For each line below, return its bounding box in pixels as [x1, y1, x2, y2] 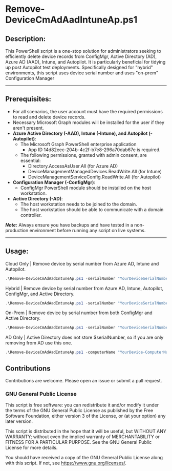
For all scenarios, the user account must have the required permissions [12, 108, 163, 114]
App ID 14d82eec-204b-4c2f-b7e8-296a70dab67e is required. [28, 147, 161, 153]
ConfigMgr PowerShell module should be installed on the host [20, 185, 152, 191]
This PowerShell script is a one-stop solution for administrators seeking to [5, 48, 161, 54]
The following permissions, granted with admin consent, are [20, 152, 147, 158]
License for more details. [5, 444, 58, 451]
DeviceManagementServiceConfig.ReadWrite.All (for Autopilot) [28, 174, 161, 180]
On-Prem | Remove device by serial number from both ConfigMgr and [5, 310, 153, 316]
